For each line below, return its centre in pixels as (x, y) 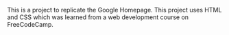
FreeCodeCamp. (30, 24)
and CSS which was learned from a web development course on (98, 17)
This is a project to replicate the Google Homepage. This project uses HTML (114, 10)
